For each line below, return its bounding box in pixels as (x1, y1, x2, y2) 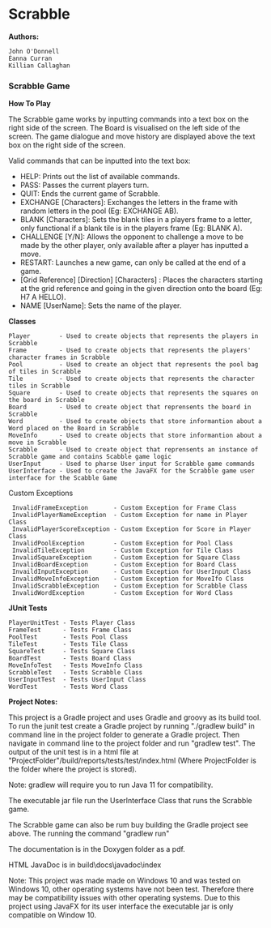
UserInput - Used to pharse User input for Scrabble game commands (8, 460, 255, 468)
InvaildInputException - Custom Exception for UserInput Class (11, 568, 252, 576)
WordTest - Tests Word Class (8, 682, 129, 691)
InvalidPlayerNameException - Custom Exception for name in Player (11, 511, 248, 520)
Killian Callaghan (8, 62, 70, 70)
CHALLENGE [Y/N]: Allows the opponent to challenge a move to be (19, 232, 244, 242)
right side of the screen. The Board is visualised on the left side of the (8, 123, 241, 133)
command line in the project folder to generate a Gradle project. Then (8, 730, 240, 740)
